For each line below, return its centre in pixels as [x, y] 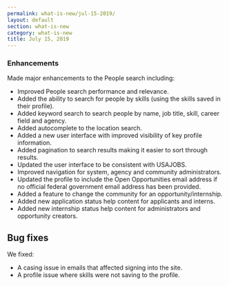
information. [34, 143]
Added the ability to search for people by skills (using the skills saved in [119, 99]
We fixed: [21, 254]
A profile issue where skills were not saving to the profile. [99, 275]
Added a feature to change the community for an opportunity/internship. [120, 194]
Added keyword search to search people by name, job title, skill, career [118, 114]
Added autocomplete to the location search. [80, 128]
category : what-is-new [40, 33]
